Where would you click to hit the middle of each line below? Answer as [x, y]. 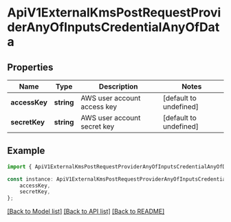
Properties [30, 67]
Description [119, 86]
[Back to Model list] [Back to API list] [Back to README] [86, 212]
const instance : [30, 179]
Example [26, 151]
